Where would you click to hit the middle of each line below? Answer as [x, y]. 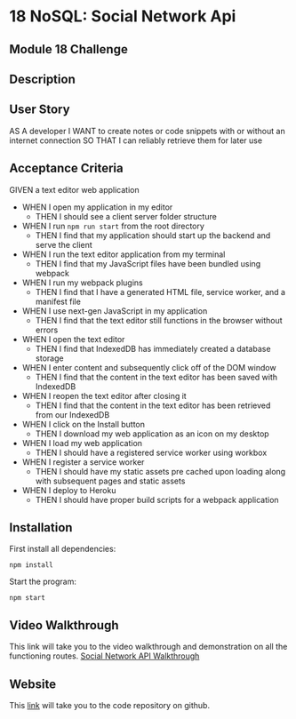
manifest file [58, 301]
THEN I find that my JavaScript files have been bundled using [148, 263]
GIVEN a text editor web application [74, 189]
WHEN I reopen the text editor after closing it [104, 395]
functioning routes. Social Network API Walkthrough [104, 656]
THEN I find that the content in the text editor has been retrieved [153, 405]
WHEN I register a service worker [83, 462]
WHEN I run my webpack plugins [83, 283]
